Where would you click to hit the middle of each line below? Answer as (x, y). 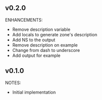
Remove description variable (41, 29)
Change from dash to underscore (46, 50)
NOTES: (13, 82)
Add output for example (36, 55)
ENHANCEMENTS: (24, 20)
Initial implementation (34, 92)
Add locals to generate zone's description (55, 34)
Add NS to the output (34, 40)
